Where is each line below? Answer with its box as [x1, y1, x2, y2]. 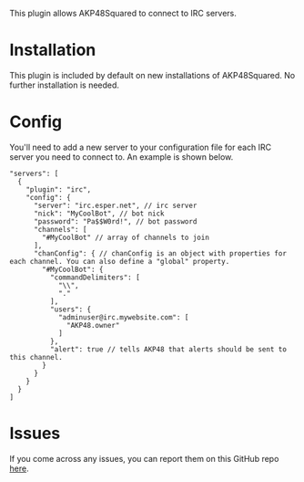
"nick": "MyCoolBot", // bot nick [33, 209, 166, 218]
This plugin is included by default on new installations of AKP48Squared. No [9, 69, 296, 80]
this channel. [9, 352, 64, 361]
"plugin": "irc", [25, 184, 92, 194]
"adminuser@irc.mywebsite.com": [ [57, 312, 189, 322]
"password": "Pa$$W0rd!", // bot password [33, 216, 198, 226]
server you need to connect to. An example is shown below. [9, 151, 234, 162]
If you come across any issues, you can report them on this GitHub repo [9, 453, 279, 464]
